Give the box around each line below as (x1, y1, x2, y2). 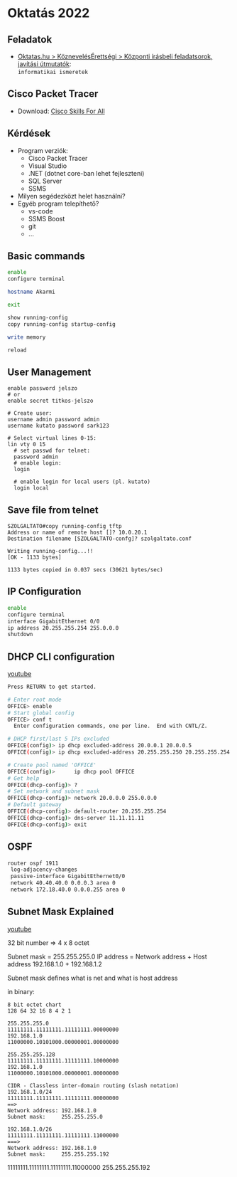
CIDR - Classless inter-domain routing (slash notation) (7, 1082, 180, 1089)
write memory (7, 333, 46, 341)
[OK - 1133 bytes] (7, 554, 62, 561)
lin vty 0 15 (7, 441, 46, 448)
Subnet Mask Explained (7, 906, 114, 918)
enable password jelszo (7, 385, 78, 392)
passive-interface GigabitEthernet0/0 (10, 873, 126, 880)
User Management (7, 366, 92, 378)
